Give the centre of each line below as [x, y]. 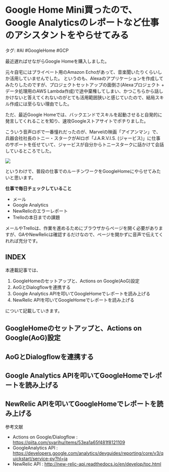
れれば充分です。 [23, 241]
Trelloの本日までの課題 [36, 217]
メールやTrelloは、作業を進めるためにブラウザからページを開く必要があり [82, 228]
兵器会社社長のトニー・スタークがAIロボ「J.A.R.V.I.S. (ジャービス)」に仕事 [83, 138]
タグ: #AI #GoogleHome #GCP [37, 50]
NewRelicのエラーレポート [40, 211]
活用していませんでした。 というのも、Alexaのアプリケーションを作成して [86, 78]
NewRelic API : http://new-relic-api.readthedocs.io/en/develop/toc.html [87, 464]
